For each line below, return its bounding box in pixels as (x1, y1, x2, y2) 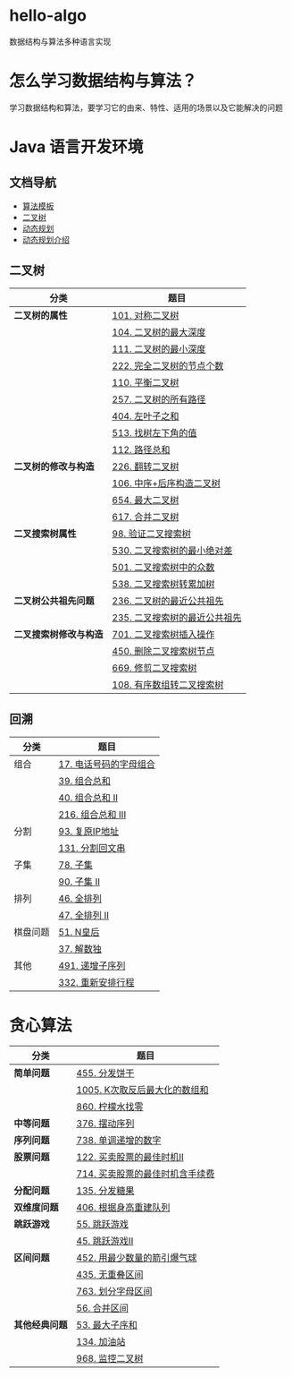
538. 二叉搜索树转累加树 (112, 577, 215, 590)
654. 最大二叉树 (112, 493, 179, 506)
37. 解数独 (58, 942, 103, 954)
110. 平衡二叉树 (112, 376, 179, 389)
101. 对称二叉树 (112, 309, 179, 321)
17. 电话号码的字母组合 (58, 757, 156, 770)
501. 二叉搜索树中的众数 (112, 560, 215, 573)
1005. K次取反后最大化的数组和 (76, 1084, 209, 1097)
